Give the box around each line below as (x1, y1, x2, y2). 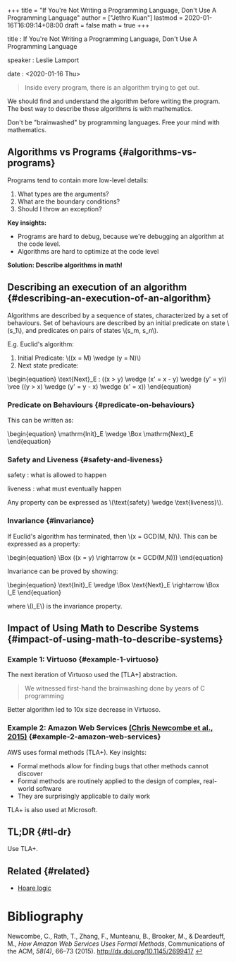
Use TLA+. (7, 845, 39, 853)
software (35, 784, 62, 792)
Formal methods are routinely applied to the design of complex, (17, 777, 202, 785)
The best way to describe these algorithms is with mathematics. (7, 105, 193, 112)
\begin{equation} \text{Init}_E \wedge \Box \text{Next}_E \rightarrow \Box (7, 580, 220, 589)
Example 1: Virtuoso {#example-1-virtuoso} (7, 654, 160, 664)
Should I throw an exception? (17, 204, 102, 213)
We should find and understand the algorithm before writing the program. (7, 97, 221, 105)
